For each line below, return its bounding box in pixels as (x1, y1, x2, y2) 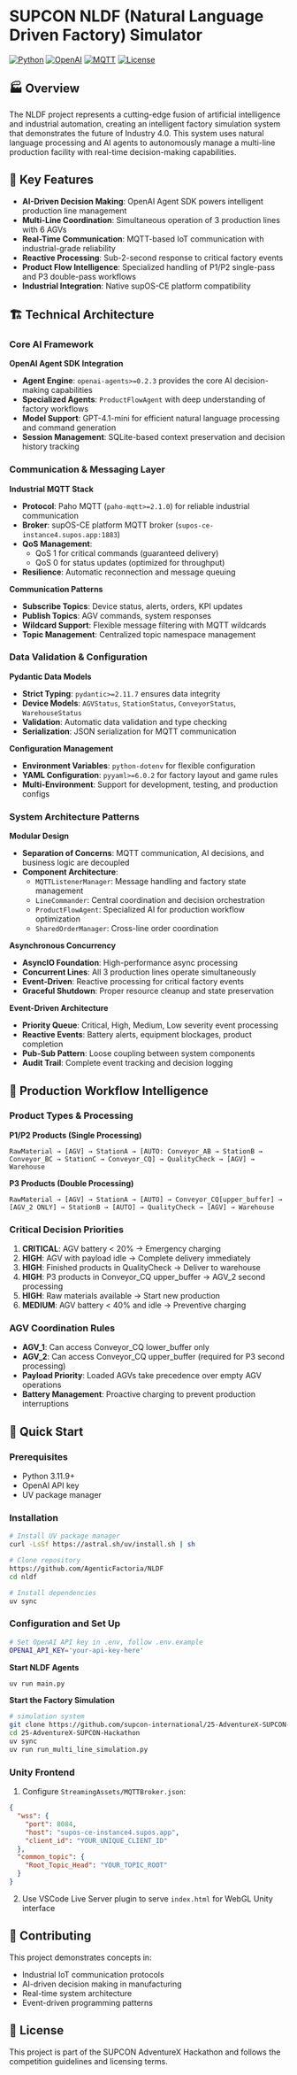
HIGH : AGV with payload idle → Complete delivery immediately (21, 1253, 251, 1263)
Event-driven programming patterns (21, 1997, 153, 2008)
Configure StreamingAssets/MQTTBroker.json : (21, 1786, 187, 1797)
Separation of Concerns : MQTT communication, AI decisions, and (21, 848, 265, 859)
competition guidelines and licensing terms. (9, 2056, 168, 2066)
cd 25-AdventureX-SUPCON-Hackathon (9, 1729, 141, 1738)
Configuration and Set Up (9, 1617, 121, 1630)
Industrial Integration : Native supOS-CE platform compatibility (21, 281, 252, 291)
